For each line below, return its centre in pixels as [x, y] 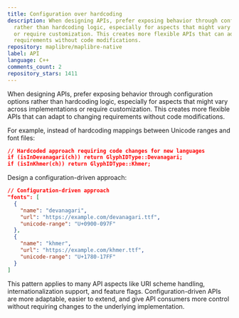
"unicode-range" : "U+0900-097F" [68, 224]
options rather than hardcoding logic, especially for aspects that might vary [118, 101]
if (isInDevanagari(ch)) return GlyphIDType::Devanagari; [95, 157]
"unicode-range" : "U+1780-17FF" [68, 257]
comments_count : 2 [34, 67]
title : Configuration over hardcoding [65, 14]
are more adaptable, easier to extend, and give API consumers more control [118, 299]
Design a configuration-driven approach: [67, 178]
